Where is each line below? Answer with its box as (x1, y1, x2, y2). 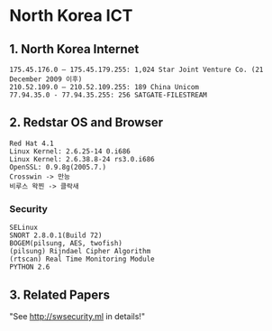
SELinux (9, 223, 39, 233)
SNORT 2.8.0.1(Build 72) (9, 231, 103, 240)
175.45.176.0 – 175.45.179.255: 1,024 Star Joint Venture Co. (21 (9, 65, 264, 74)
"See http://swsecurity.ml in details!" (9, 310, 146, 321)
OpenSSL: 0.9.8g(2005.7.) (9, 162, 106, 171)
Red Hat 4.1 (9, 139, 54, 148)
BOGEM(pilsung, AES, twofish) (9, 239, 123, 248)
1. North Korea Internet (9, 41, 140, 57)
